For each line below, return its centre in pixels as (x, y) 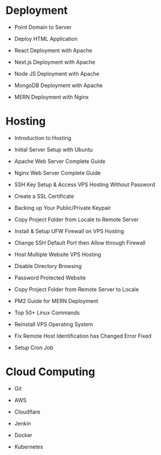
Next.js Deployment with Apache (55, 62)
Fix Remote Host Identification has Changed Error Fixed (83, 336)
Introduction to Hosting (43, 138)
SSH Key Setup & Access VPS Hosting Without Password (85, 185)
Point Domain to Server (43, 27)
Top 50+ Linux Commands (47, 313)
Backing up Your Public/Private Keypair (63, 207)
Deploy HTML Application (46, 38)
